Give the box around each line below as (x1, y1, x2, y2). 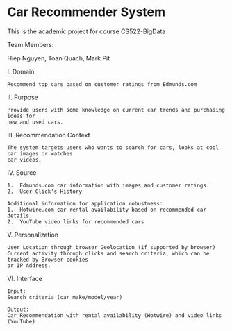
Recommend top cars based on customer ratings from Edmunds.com (7, 80, 197, 87)
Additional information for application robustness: (7, 200, 163, 207)
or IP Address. (7, 262, 51, 269)
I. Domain (7, 67, 35, 76)
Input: (7, 287, 26, 295)
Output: (7, 306, 30, 313)
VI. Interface (7, 274, 43, 282)
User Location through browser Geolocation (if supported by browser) (7, 244, 216, 251)
